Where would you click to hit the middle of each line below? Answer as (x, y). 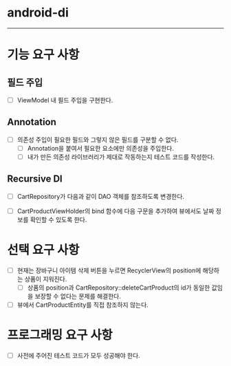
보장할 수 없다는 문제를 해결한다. (78, 296)
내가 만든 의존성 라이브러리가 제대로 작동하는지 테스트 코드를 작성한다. (121, 157)
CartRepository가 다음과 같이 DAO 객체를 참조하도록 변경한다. (100, 196)
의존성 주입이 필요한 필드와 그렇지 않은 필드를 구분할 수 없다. (98, 140)
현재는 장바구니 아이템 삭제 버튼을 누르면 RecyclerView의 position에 (109, 270)
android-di (38, 13)
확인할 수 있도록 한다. (58, 219)
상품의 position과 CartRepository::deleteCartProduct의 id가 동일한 (119, 288)
